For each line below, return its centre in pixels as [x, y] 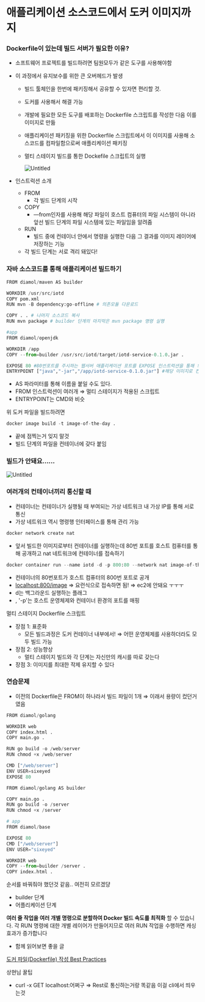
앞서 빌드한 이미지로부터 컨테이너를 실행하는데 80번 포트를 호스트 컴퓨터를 [103, 545]
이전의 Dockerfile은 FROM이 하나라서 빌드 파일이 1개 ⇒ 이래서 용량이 [98, 696]
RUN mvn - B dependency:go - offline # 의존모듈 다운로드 [72, 304]
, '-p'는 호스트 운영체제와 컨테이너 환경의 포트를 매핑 [77, 600]
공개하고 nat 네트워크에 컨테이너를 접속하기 [73, 553]
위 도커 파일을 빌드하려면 [36, 412]
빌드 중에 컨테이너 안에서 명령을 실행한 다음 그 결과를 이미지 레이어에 [115, 237]
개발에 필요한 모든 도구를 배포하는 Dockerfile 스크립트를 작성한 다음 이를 [110, 115]
